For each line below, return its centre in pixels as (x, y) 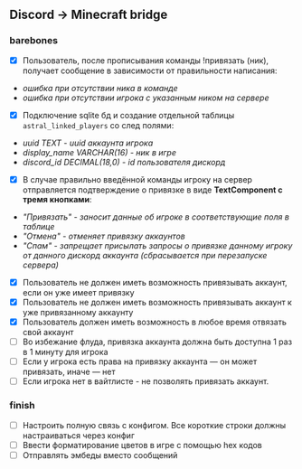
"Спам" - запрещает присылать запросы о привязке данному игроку (157, 245)
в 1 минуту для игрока (65, 352)
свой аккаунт (48, 333)
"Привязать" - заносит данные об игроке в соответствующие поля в (156, 217)
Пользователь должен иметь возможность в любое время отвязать (155, 322)
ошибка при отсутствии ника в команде (100, 88)
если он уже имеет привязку (78, 292)
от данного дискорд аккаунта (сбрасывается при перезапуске (145, 255)
